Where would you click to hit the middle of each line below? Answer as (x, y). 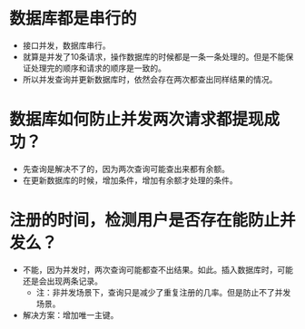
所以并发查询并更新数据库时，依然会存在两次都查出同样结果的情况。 (150, 79)
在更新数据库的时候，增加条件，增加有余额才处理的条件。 (130, 180)
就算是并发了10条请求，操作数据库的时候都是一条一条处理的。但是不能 (154, 56)
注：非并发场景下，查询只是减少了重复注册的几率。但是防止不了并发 (163, 292)
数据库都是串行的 (74, 19)
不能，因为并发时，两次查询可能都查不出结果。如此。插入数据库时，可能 (157, 269)
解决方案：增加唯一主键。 (70, 314)
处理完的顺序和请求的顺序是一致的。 (98, 68)
